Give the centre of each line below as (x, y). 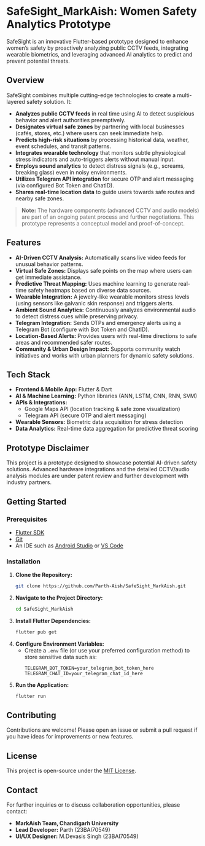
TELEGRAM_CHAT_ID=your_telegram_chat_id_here (83, 673)
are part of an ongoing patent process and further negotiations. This (108, 217)
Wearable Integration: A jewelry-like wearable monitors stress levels (102, 297)
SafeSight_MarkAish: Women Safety (102, 11)
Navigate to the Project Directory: (59, 598)
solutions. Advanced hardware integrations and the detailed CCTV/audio (98, 469)
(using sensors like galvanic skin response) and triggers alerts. (95, 303)
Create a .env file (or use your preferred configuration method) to (107, 650)
